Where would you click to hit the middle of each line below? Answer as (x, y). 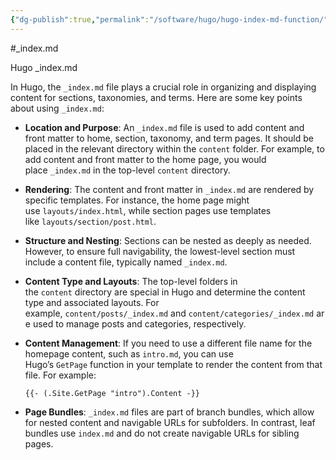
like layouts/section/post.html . (90, 221)
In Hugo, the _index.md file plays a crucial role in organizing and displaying (163, 87)
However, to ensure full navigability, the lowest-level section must (160, 251)
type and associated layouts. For (92, 302)
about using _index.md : (57, 108)
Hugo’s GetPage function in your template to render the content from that (173, 364)
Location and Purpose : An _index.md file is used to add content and (164, 127)
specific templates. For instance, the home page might (137, 200)
